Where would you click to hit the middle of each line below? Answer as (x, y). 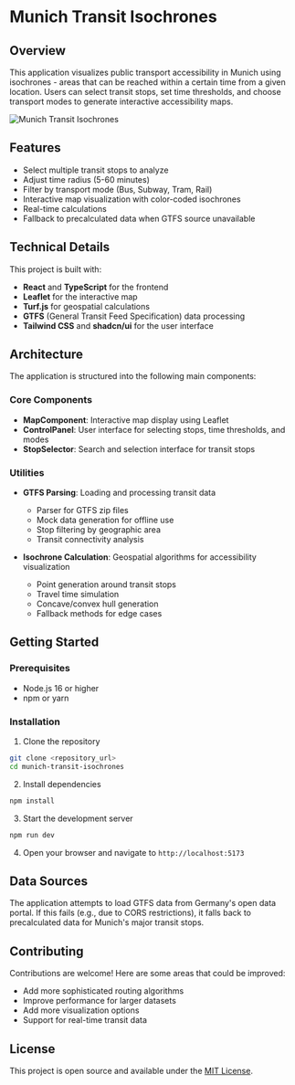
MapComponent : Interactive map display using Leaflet (126, 420)
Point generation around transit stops (106, 585)
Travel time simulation (78, 595)
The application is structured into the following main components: (133, 376)
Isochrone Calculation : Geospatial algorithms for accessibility (140, 557)
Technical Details (60, 247)
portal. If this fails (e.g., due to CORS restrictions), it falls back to (130, 913)
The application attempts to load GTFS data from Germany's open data (143, 903)
